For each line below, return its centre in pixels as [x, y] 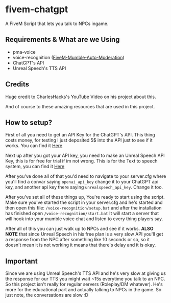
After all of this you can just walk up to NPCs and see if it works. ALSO [79, 229]
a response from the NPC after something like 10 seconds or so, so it [78, 240]
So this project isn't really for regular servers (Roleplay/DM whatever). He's [84, 284]
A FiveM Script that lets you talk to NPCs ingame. [57, 24]
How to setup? [29, 122]
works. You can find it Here [34, 146]
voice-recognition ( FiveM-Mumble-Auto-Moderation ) [68, 57]
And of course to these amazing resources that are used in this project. [80, 106]
